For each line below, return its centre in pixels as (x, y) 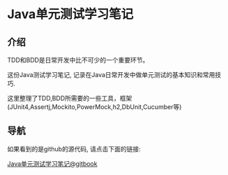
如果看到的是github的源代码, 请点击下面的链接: (74, 149)
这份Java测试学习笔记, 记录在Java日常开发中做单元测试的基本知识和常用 (111, 75)
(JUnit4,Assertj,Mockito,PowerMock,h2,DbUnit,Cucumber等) (94, 107)
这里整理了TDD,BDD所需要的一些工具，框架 (70, 98)
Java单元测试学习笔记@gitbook (52, 163)
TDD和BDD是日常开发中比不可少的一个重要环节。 (78, 60)
